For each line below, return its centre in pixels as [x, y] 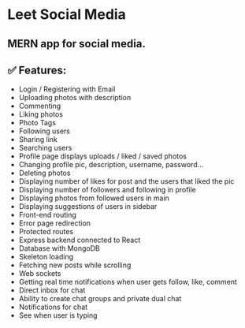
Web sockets [40, 274]
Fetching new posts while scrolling [75, 265]
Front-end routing [47, 215]
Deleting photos [45, 173]
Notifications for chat [53, 307]
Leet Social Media [67, 15]
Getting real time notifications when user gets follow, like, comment [128, 282]
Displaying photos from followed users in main [94, 198]
